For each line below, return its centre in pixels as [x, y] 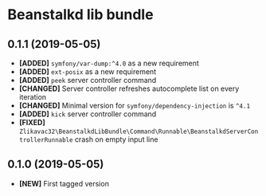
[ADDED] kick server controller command [88, 114]
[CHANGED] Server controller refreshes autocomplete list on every [129, 88]
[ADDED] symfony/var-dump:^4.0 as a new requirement [109, 63]
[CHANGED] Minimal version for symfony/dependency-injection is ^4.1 [135, 106]
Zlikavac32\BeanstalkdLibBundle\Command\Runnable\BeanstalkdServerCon [139, 131]
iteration [33, 97]
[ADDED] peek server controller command [88, 80]
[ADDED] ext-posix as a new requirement [88, 72]
